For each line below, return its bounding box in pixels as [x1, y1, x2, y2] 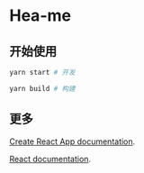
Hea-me [9, 5, 72, 26]
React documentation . [9, 153, 92, 164]
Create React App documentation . [9, 136, 136, 147]
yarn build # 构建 [9, 84, 76, 93]
